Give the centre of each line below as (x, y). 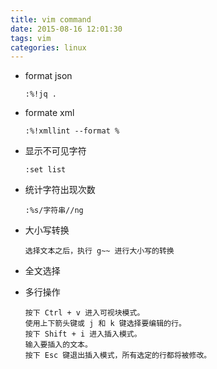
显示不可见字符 (55, 151)
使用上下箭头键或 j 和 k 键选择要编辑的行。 (105, 324)
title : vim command (51, 19)
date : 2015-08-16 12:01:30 (66, 29)
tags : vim (31, 38)
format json (48, 76)
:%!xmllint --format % (72, 131)
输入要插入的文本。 (58, 345)
